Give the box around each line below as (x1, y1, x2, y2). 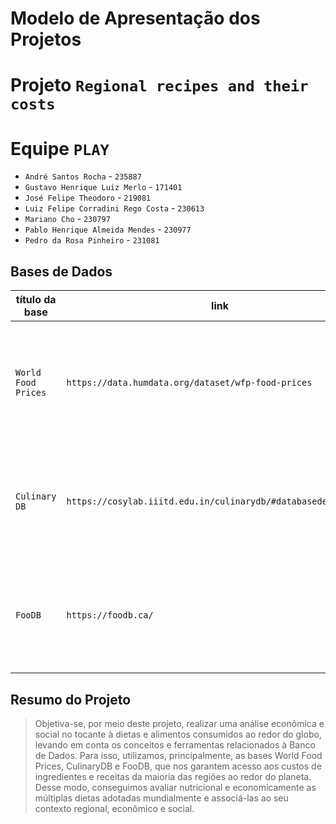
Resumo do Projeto (10, 691, 132, 708)
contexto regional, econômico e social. (34, 802, 195, 814)
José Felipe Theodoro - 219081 (24, 192, 152, 204)
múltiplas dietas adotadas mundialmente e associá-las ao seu (34, 792, 289, 804)
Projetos (10, 28, 82, 51)
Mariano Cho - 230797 (24, 213, 111, 225)
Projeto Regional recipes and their (10, 74, 309, 97)
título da (15, 293, 57, 307)
